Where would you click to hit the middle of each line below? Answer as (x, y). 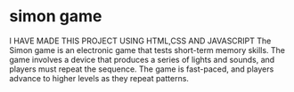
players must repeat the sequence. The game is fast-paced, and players (142, 69)
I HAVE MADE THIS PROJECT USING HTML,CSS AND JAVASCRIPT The (140, 41)
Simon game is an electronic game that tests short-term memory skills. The (147, 50)
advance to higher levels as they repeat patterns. (99, 78)
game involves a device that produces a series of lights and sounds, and (142, 59)
